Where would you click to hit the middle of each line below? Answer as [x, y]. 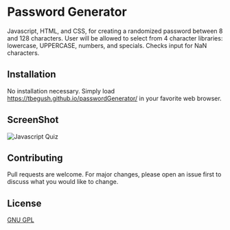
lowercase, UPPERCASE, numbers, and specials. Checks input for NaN [107, 45]
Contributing [35, 158]
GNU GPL [21, 220]
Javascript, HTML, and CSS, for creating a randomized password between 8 [115, 31]
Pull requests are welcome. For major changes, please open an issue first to [114, 174]
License [24, 203]
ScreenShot [33, 120]
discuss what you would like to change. [63, 182]
